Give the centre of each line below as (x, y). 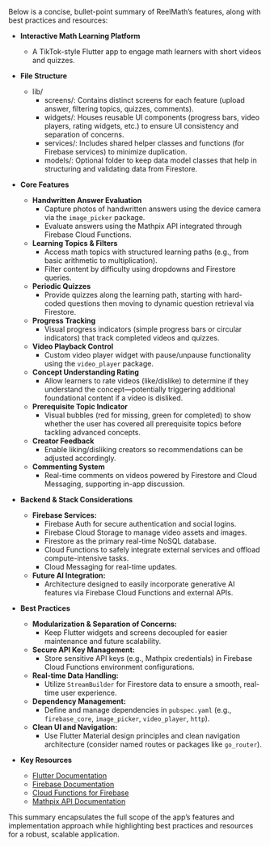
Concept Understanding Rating (86, 372)
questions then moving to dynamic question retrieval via (161, 303)
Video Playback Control (73, 346)
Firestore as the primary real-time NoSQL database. (130, 541)
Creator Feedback (63, 441)
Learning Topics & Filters (75, 243)
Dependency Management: (79, 701)
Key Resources (46, 760)
